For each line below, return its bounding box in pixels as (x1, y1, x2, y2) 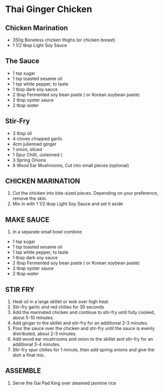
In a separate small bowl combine (12, 229, 82, 235)
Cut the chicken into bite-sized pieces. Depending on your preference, (12, 190, 158, 196)
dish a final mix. (12, 352, 45, 358)
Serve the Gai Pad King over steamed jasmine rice (12, 380, 116, 386)
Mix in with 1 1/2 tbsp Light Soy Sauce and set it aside (12, 201, 123, 207)
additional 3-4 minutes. (12, 341, 61, 348)
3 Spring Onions (12, 157, 46, 163)
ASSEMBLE (5, 366, 41, 375)
